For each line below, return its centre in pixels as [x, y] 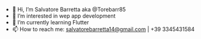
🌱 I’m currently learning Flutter [51, 22]
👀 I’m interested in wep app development [64, 16]
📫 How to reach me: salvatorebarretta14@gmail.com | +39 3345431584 [103, 29]
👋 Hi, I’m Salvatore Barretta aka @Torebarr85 [69, 9]
